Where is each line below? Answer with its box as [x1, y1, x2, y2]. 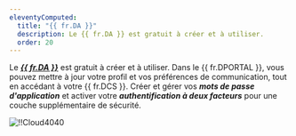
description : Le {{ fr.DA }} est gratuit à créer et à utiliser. [17, 29, 265, 38]
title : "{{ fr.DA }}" [17, 21, 98, 30]
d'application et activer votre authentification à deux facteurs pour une [9, 91, 277, 101]
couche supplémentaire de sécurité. [9, 100, 142, 111]
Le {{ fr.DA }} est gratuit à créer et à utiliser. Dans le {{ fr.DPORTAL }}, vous [9, 62, 284, 73]
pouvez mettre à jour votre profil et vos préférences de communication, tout [9, 72, 287, 83]
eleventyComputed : [9, 12, 77, 22]
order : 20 [17, 37, 53, 47]
